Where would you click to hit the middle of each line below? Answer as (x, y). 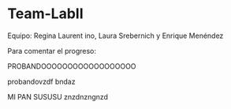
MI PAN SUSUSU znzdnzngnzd (58, 96)
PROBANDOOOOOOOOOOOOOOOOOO (72, 66)
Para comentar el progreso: (52, 51)
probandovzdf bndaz (41, 81)
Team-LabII (45, 14)
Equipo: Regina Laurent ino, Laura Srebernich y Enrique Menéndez (115, 36)
